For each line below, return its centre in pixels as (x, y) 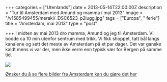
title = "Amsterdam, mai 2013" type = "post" (51, 23)
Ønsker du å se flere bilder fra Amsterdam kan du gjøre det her (71, 74)
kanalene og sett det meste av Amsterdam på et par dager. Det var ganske (83, 44)
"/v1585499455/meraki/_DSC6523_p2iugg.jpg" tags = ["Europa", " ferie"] (82, 18)
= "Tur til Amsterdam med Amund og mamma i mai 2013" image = (74, 13)
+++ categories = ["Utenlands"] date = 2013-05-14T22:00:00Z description (83, 7)
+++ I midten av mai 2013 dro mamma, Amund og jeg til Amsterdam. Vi (79, 33)
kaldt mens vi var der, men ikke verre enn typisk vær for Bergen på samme (83, 49)
